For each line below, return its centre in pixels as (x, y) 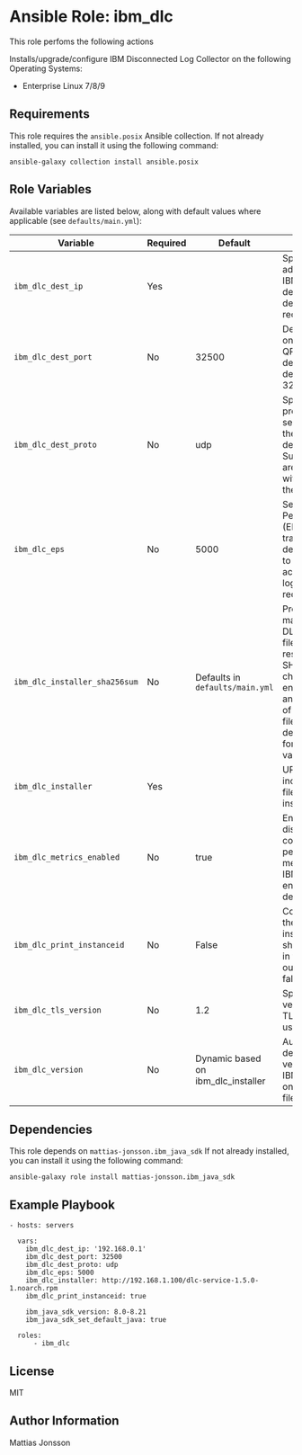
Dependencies (51, 1129)
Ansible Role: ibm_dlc (91, 17)
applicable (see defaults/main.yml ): (75, 220)
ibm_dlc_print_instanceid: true (86, 1297)
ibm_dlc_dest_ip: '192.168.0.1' (86, 1249)
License (32, 1371)
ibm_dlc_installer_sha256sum (76, 682)
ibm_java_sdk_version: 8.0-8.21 (86, 1312)
